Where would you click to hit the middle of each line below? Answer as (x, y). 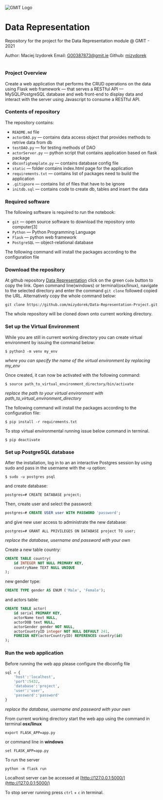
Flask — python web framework (44, 237)
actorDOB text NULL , (35, 622)
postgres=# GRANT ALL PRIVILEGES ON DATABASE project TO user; (71, 531)
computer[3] (25, 227)
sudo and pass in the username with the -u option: (55, 468)
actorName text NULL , (36, 617)
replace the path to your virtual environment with (54, 393)
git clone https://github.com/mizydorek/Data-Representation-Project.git (81, 305)
